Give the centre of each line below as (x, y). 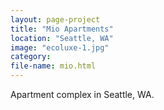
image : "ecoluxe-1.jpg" (60, 47)
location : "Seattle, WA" (62, 38)
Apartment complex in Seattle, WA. (82, 94)
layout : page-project (55, 19)
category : (31, 57)
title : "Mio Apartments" (62, 29)
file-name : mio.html (53, 66)
